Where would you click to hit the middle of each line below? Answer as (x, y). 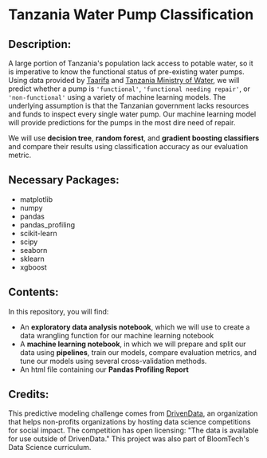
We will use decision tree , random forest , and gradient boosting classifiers (134, 138)
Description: (40, 44)
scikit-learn (38, 233)
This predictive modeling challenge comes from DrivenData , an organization (133, 413)
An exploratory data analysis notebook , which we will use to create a (135, 327)
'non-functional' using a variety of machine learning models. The (117, 97)
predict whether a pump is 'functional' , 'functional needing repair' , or (130, 89)
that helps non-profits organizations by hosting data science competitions (130, 422)
